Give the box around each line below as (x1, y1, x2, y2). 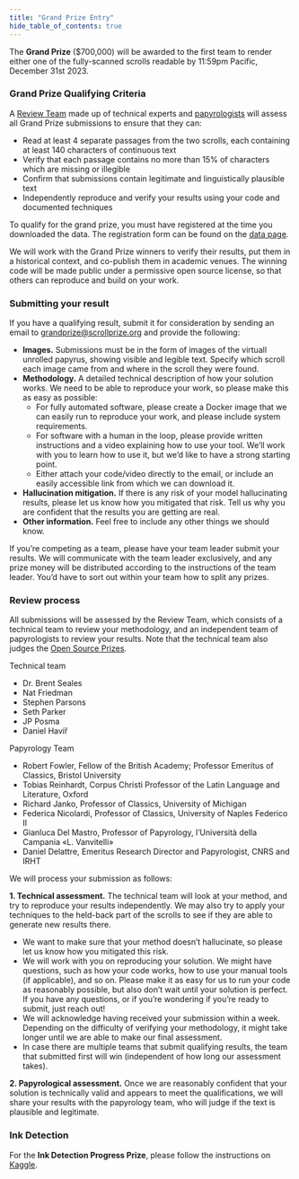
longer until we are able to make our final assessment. (22, 1032, 223, 1043)
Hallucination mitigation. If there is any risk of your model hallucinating (22, 488, 287, 498)
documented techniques (22, 201, 113, 212)
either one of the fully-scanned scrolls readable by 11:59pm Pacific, (9, 56, 259, 66)
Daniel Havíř (22, 726, 68, 736)
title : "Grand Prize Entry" (9, 13, 115, 22)
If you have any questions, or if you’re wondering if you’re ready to (22, 994, 269, 1005)
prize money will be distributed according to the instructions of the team (9, 562, 277, 573)
